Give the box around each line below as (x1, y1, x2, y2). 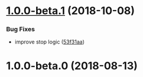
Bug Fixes (6, 25, 35, 34)
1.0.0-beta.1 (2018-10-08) (6, 4, 135, 18)
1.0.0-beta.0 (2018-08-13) (6, 59, 138, 72)
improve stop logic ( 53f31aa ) (14, 38, 84, 45)
